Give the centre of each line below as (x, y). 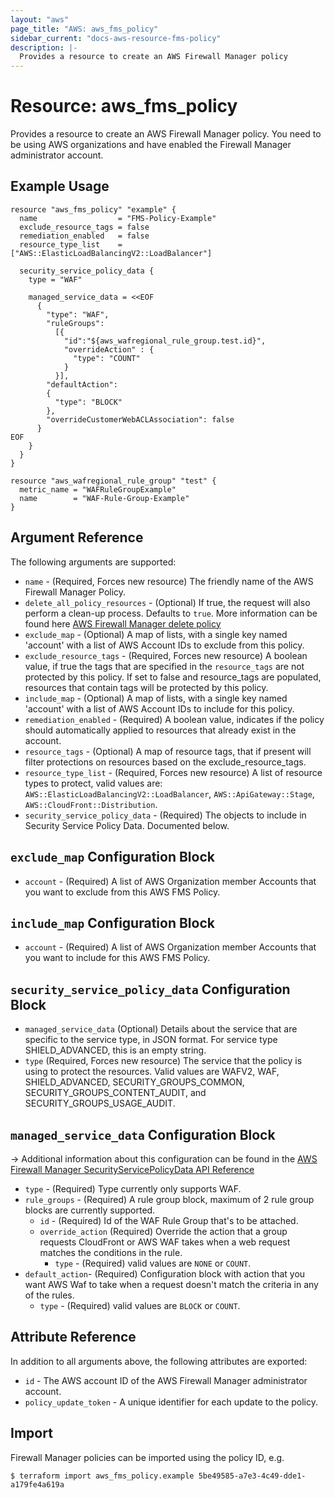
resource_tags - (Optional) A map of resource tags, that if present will (168, 751)
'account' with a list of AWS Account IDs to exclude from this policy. (164, 645)
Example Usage (60, 186)
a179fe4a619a (37, 1484)
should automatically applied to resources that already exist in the (160, 730)
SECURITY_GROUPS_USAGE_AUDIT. (100, 1103)
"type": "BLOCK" (88, 402)
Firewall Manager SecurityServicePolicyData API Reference (132, 1169)
